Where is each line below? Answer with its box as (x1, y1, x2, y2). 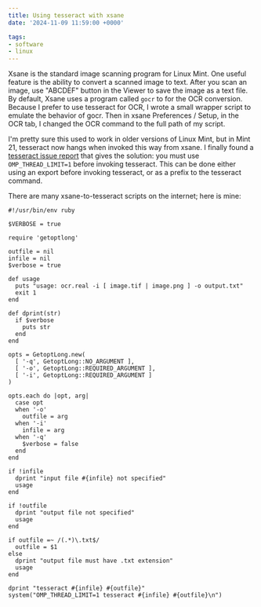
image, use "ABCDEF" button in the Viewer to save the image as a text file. (8, 86, 248, 95)
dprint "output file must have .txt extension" (15, 557, 174, 565)
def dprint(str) (8, 309, 61, 318)
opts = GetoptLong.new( (8, 351, 86, 359)
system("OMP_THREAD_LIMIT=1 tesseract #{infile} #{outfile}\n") (8, 591, 223, 599)
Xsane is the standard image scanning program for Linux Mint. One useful (8, 69, 247, 79)
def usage (8, 276, 41, 283)
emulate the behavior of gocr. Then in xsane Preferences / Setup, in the (8, 111, 239, 120)
